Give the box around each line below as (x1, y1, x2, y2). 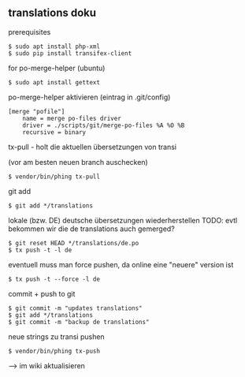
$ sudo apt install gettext (8, 78, 101, 86)
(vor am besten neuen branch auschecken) (8, 157, 148, 166)
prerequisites (8, 27, 51, 36)
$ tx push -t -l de (8, 246, 72, 254)
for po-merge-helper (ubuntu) (8, 63, 106, 73)
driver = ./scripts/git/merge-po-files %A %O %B (22, 121, 185, 129)
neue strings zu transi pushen (8, 331, 105, 342)
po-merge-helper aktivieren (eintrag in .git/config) (8, 92, 171, 102)
